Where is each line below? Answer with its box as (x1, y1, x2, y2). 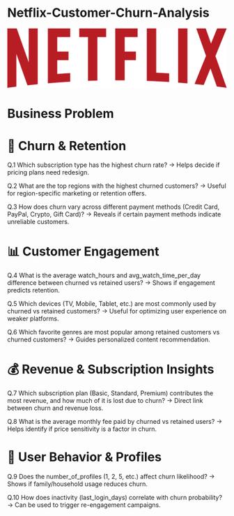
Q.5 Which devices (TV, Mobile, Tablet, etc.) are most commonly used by (7, 300, 217, 308)
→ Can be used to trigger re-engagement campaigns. (7, 501, 162, 509)
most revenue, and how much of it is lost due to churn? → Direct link (7, 397, 203, 405)
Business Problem (7, 106, 114, 121)
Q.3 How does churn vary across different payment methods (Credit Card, (7, 202, 220, 211)
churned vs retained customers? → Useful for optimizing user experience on (7, 307, 227, 316)
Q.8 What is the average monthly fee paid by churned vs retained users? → (7, 418, 223, 426)
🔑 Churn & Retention (7, 138, 127, 154)
